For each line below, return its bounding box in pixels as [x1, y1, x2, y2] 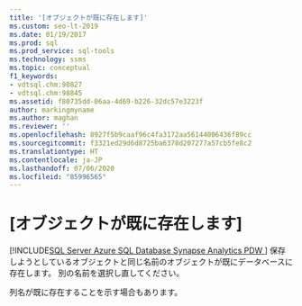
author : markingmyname [9, 105, 95, 114]
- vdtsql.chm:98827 [9, 80, 83, 89]
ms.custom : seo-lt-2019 [9, 22, 99, 31]
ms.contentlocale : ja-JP [9, 155, 103, 165]
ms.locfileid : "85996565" [9, 172, 106, 181]
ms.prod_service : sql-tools [9, 47, 115, 56]
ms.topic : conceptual [9, 64, 91, 73]
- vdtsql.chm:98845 [9, 88, 83, 97]
